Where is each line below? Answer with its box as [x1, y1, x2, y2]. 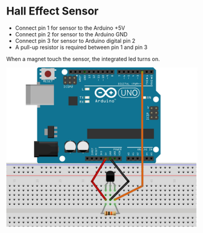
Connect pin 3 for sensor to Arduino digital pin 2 [15, 37, 136, 44]
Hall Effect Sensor [6, 4, 99, 18]
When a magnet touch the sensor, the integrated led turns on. [6, 55, 160, 62]
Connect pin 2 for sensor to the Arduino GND [15, 30, 128, 38]
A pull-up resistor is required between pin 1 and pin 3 [15, 44, 148, 51]
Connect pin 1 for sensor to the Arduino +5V [15, 24, 125, 31]
